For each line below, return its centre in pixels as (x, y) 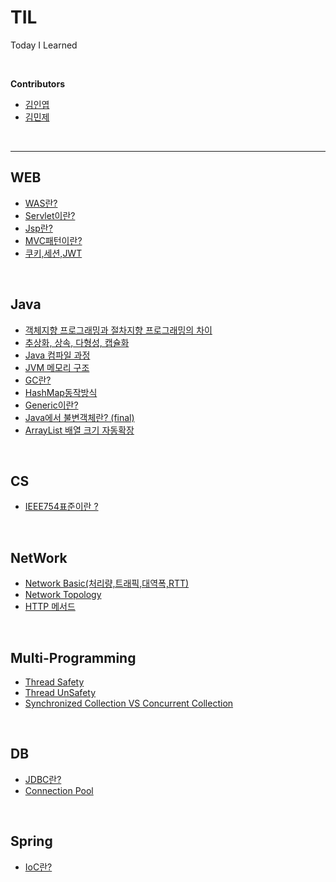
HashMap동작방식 (61, 392)
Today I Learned (44, 45)
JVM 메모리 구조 (57, 367)
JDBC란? (43, 779)
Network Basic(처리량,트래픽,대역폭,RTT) (107, 583)
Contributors (38, 83)
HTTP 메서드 (50, 607)
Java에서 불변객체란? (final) (79, 417)
